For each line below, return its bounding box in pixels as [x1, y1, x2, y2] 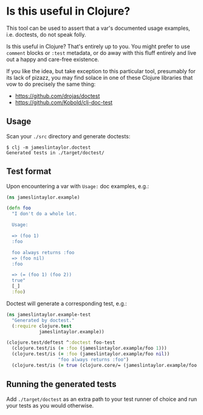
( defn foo [6, 205, 32, 211]
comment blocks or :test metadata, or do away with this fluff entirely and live [6, 49, 196, 56]
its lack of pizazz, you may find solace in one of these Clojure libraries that [6, 74, 193, 81]
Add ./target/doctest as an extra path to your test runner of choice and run [6, 395, 198, 403]
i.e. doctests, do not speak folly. [6, 30, 86, 38]
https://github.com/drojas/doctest [15, 92, 100, 99]
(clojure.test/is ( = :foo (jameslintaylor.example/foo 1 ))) [12, 346, 167, 352]
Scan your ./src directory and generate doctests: [6, 132, 131, 140]
